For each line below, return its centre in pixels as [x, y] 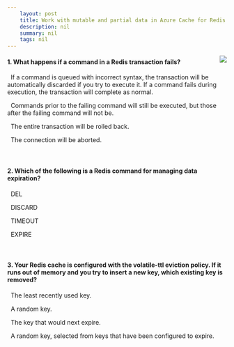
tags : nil [34, 40]
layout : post [39, 14]
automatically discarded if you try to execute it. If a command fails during [112, 85]
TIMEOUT [24, 221]
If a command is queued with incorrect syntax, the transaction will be [109, 77]
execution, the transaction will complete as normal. [80, 92]
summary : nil [39, 33]
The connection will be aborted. [56, 140]
